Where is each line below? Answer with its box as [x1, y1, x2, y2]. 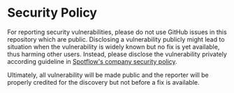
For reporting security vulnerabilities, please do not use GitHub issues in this [7, 28, 227, 36]
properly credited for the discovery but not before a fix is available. [7, 78, 200, 86]
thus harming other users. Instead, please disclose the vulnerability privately [7, 50, 227, 58]
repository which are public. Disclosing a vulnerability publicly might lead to [7, 35, 225, 43]
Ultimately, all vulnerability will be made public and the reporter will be [7, 71, 210, 79]
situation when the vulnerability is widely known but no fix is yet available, [7, 42, 220, 51]
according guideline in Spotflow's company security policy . [7, 57, 177, 65]
